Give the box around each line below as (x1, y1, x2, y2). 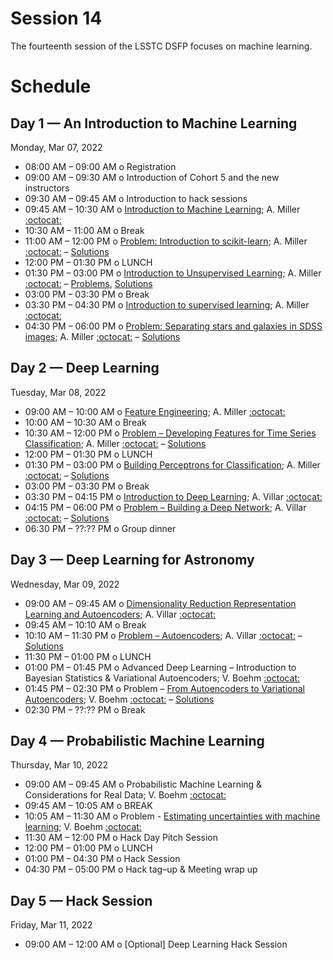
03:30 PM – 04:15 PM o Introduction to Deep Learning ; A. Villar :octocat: (24, 490, 323, 502)
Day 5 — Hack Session (10, 892, 153, 909)
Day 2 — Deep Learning (10, 360, 160, 377)
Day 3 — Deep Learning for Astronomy (10, 552, 255, 569)
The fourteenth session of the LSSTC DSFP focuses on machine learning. (10, 40, 313, 52)
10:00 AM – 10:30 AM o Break (24, 416, 147, 428)
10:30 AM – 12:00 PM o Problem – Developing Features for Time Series (24, 427, 317, 439)
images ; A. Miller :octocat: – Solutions (24, 330, 181, 342)
